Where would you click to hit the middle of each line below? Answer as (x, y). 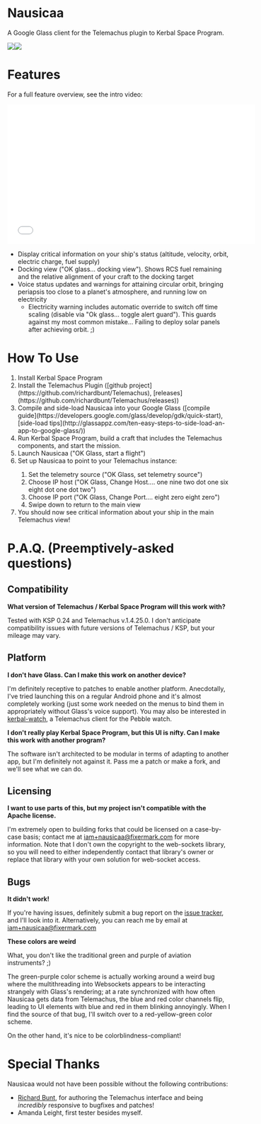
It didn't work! (28, 899)
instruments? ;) (29, 963)
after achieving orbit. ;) (62, 329)
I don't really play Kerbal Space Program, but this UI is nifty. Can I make (114, 732)
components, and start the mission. (69, 446)
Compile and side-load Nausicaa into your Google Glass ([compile (114, 408)
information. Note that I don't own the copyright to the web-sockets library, (117, 844)
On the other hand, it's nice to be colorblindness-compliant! (94, 1036)
